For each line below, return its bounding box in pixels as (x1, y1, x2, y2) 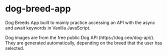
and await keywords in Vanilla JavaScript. (5, 24, 91, 30)
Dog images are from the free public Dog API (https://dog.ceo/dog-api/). (5, 34, 155, 40)
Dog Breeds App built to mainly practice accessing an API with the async (5, 19, 155, 25)
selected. (5, 45, 24, 51)
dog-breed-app (5, 3, 71, 14)
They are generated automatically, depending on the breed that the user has (5, 39, 162, 45)
